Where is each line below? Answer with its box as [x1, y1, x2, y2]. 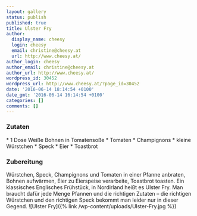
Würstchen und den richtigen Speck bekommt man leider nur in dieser [6, 196, 179, 203]
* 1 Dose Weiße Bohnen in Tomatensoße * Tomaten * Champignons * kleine [6, 136, 192, 143]
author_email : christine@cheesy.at [6, 64, 95, 70]
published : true [6, 20, 46, 26]
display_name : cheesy [11, 36, 65, 42]
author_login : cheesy [6, 58, 60, 64]
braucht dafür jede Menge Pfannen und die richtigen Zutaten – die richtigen [6, 190, 192, 198]
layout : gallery [6, 8, 46, 15]
